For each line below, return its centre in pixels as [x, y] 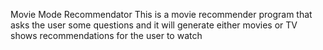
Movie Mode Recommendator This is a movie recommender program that [161, 14]
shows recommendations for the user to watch [106, 35]
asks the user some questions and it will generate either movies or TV [154, 25]
